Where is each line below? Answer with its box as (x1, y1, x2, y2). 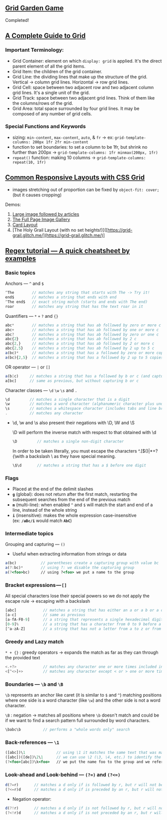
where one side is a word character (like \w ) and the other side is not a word (5, 697, 161, 703)
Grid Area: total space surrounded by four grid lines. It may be (12, 105, 140, 111)
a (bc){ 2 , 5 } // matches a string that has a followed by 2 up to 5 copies (5, 355, 164, 360)
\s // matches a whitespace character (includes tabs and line (5, 406, 157, 411)
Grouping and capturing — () (5, 542, 66, 547)
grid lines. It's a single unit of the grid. (12, 90, 90, 95)
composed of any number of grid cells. (12, 110, 92, 116)
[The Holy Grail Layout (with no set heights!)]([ (12, 227, 108, 233)
